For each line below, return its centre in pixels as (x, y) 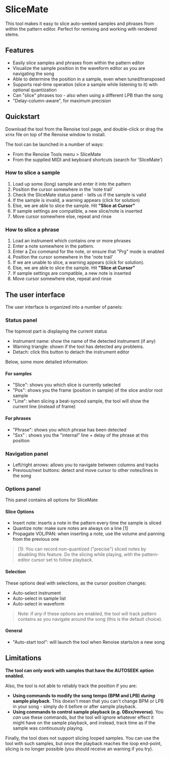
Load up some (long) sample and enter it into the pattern (72, 184)
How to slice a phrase (32, 230)
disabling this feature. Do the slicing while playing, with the (79, 554)
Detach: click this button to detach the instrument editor (71, 352)
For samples (19, 373)
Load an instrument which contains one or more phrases (72, 241)
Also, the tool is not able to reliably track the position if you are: (71, 686)
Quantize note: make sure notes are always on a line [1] (70, 528)
